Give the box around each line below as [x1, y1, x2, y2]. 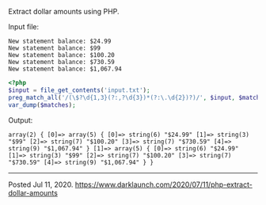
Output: [8, 115, 33, 125]
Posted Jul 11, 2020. [8, 180, 74, 189]
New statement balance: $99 [8, 44, 101, 52]
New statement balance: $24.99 [8, 37, 112, 45]
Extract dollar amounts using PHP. [8, 7, 120, 16]
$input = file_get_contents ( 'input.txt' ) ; [8, 86, 150, 94]
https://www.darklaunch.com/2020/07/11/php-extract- [74, 180, 253, 189]
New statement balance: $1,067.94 [8, 65, 123, 73]
